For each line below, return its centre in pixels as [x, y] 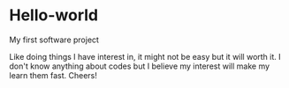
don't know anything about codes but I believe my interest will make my [140, 66]
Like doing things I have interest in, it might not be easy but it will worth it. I [145, 56]
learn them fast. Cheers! [53, 75]
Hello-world [54, 15]
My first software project [54, 40]
